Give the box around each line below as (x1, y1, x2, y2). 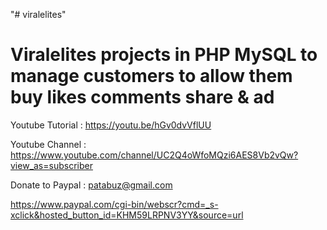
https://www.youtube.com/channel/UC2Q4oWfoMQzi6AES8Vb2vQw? (10, 149, 299, 161)
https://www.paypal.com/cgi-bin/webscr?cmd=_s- (10, 198, 219, 210)
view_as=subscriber (10, 159, 93, 171)
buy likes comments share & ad (10, 86, 275, 109)
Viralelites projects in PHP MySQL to (10, 44, 318, 66)
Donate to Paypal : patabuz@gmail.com (10, 179, 173, 191)
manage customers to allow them (10, 65, 293, 88)
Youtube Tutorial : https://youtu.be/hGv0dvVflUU (10, 119, 212, 131)
